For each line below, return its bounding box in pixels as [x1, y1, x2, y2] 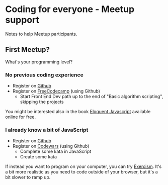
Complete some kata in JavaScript [20, 148, 92, 154]
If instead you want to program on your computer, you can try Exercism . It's [5, 163, 162, 169]
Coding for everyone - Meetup [5, 4, 135, 15]
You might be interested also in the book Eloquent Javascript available [5, 109, 151, 115]
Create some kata [20, 154, 57, 160]
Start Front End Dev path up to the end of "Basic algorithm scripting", [20, 94, 163, 100]
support [5, 14, 39, 26]
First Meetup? [5, 45, 50, 54]
